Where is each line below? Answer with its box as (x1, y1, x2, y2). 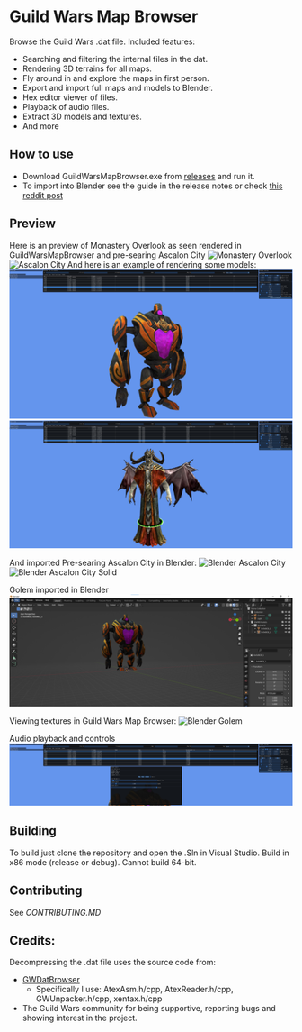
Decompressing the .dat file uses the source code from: (9, 957, 216, 968)
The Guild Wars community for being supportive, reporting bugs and (22, 1003, 276, 1014)
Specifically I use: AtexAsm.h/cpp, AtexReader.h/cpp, (35, 984, 234, 995)
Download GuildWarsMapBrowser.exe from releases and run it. (22, 170, 255, 181)
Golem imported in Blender (9, 584, 110, 595)
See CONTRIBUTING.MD (9, 907, 102, 918)
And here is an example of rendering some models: (67, 259, 257, 269)
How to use (9, 147, 74, 162)
